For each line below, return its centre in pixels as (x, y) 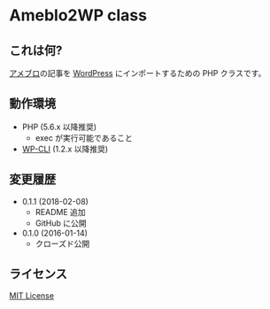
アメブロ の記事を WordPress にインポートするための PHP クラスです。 (138, 73)
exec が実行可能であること (84, 137)
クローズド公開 (62, 243)
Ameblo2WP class (78, 15)
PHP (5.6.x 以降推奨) (59, 127)
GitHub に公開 (61, 223)
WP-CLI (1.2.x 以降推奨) (65, 149)
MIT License (32, 296)
